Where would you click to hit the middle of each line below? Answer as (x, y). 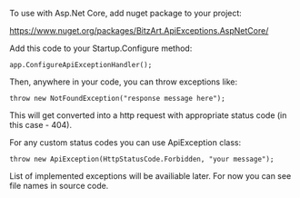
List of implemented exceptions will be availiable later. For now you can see (150, 176)
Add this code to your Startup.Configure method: (101, 48)
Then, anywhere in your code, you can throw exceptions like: (124, 82)
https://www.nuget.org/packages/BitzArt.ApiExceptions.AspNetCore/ (139, 30)
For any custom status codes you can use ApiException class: (125, 143)
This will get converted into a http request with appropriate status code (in (148, 115)
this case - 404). (41, 125)
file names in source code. (59, 186)
